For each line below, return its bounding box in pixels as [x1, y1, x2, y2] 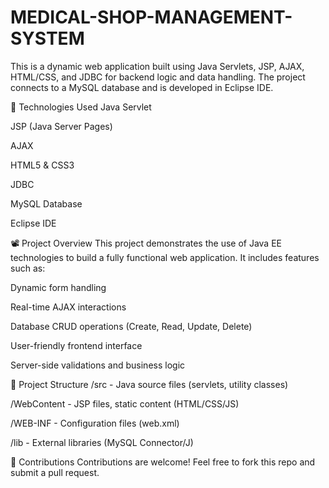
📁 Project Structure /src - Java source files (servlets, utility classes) [10, 378, 289, 390]
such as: [10, 262, 46, 274]
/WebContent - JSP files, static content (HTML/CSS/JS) [10, 397, 240, 410]
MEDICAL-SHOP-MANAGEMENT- [10, 6, 293, 29]
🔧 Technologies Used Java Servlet [10, 101, 152, 113]
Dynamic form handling [10, 281, 107, 293]
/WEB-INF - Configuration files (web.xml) [10, 417, 180, 429]
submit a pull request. [10, 466, 100, 478]
